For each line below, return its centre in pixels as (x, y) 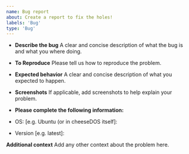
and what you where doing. (48, 52)
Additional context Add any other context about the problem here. (88, 145)
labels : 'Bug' (24, 23)
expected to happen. (40, 81)
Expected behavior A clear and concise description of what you (93, 74)
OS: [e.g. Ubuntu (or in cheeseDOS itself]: (66, 122)
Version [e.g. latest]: (40, 133)
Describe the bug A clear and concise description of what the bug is (99, 45)
